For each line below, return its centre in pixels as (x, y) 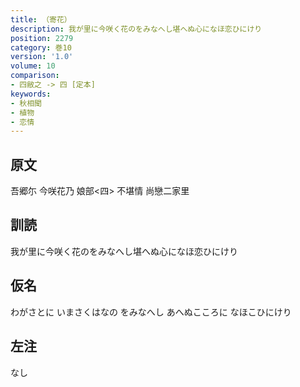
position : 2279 (42, 38)
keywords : (31, 94)
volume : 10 (33, 66)
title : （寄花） (41, 19)
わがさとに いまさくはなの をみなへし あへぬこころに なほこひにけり (151, 312)
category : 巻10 (41, 47)
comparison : (35, 76)
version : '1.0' (42, 57)
